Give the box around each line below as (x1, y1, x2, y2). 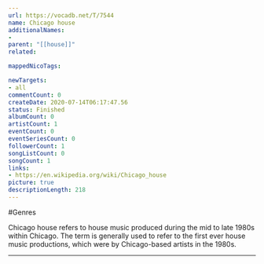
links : (8, 164, 30, 172)
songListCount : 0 (8, 149, 65, 157)
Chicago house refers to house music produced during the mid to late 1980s (8, 222, 255, 232)
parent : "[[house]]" (8, 41, 76, 49)
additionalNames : (8, 26, 65, 34)
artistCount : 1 (8, 120, 58, 128)
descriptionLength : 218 (8, 186, 86, 194)
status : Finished (8, 105, 65, 114)
